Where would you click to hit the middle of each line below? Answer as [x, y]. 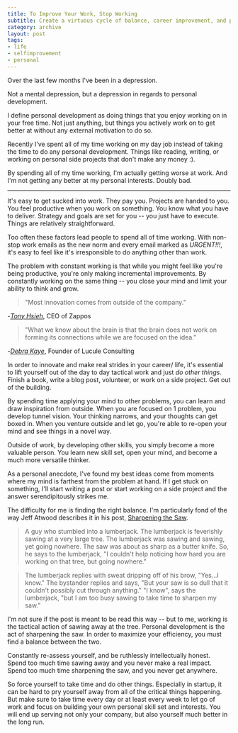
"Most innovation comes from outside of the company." [105, 302]
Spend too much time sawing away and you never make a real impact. [110, 663]
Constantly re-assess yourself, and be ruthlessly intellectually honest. [109, 655]
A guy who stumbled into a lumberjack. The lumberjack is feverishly [124, 531]
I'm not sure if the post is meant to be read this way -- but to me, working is [118, 619]
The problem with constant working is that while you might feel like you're [115, 266]
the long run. [26, 722]
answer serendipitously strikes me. [58, 496]
